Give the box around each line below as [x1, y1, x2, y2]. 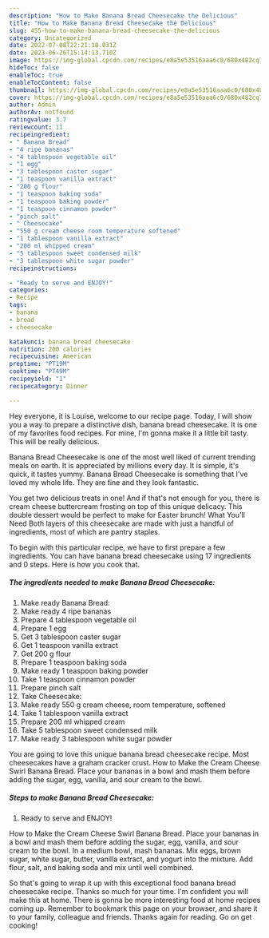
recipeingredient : [9, 130, 70, 138]
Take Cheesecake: [20, 691, 82, 701]
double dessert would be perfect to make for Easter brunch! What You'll [9, 510, 246, 519]
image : [9, 57, 31, 65]
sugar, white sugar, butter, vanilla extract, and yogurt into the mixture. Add [9, 854, 254, 864]
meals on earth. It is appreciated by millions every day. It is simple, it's [9, 460, 239, 470]
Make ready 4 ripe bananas [20, 606, 112, 616]
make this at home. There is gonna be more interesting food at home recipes [9, 895, 261, 904]
